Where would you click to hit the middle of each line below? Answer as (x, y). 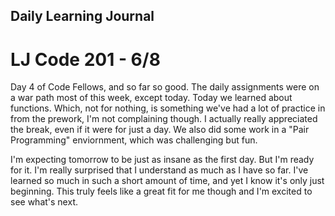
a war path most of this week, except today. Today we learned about (151, 98)
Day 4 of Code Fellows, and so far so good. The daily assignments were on (165, 87)
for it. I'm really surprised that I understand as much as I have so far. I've (159, 170)
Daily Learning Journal (82, 16)
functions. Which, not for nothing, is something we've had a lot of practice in (168, 108)
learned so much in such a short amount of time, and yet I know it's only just (167, 181)
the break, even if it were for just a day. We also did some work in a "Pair (160, 130)
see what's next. (44, 202)
